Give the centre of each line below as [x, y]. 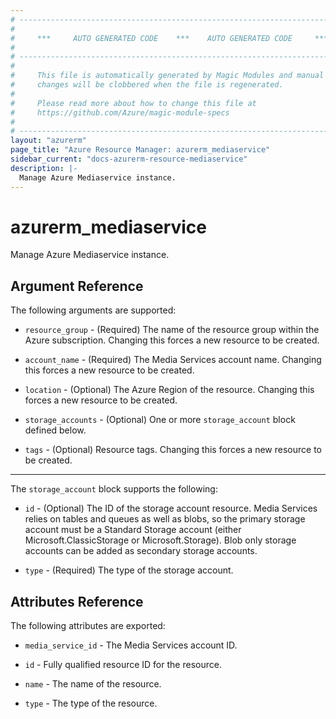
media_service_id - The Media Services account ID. [131, 645]
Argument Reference [77, 286]
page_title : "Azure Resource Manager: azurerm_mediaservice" [140, 150]
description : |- [44, 168]
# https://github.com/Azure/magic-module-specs [120, 112]
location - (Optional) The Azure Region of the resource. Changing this [169, 390]
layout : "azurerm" [48, 141]
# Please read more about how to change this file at [133, 103]
